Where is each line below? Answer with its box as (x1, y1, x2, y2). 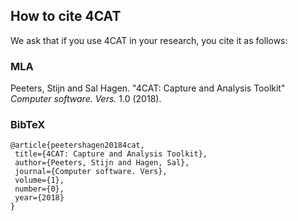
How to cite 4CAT (10, 8, 122, 25)
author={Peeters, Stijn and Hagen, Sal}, (14, 158, 190, 168)
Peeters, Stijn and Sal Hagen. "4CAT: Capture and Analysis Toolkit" (10, 82, 286, 94)
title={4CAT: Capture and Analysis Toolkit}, (14, 149, 208, 159)
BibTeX (10, 118, 46, 132)
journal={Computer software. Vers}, (14, 167, 168, 177)
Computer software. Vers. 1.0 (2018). (10, 93, 162, 105)
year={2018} (14, 193, 65, 203)
